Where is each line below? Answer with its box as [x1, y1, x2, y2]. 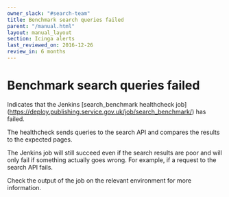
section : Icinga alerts [7, 36, 75, 42]
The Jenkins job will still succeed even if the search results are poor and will [7, 148, 223, 157]
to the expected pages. [7, 135, 73, 144]
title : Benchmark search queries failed [7, 16, 125, 23]
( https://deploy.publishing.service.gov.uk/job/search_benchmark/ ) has [7, 107, 206, 116]
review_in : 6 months [7, 49, 67, 55]
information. [7, 183, 42, 192]
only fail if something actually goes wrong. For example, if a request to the [7, 155, 217, 164]
